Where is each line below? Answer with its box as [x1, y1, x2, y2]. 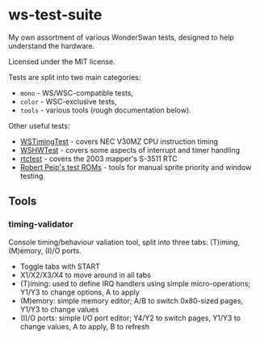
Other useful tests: [8, 121, 70, 130]
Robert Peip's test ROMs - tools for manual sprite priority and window [19, 162, 252, 172]
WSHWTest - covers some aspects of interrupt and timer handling [19, 145, 241, 155]
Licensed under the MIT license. [8, 57, 115, 66]
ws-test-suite [8, 6, 103, 24]
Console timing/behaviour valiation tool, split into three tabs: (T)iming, [8, 237, 241, 247]
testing [19, 171, 44, 180]
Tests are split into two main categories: [8, 72, 141, 82]
